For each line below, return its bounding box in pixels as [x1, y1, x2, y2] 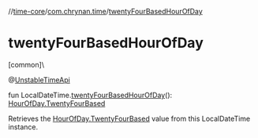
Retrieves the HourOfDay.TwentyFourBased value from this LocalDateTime [8, 114, 251, 123]
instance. [8, 122, 39, 132]
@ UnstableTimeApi [8, 74, 71, 85]
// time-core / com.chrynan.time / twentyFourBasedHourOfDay [8, 7, 203, 16]
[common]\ [8, 60, 45, 69]
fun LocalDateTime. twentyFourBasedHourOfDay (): [8, 90, 173, 100]
